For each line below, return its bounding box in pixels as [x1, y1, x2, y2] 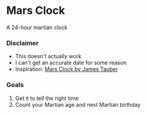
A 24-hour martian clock [6, 24, 68, 31]
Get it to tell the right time [15, 95, 79, 102]
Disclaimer [6, 39, 39, 47]
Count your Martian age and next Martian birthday [15, 101, 141, 108]
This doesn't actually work [15, 53, 82, 60]
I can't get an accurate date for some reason [15, 59, 127, 67]
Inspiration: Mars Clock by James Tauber [15, 65, 118, 73]
